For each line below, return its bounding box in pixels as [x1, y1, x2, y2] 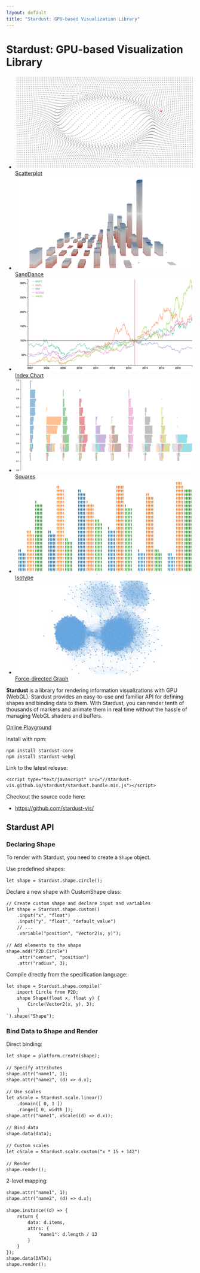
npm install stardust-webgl [6, 754, 76, 760]
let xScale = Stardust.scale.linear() [6, 1095, 103, 1101]
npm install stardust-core [6, 748, 73, 754]
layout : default [6, 10, 47, 16]
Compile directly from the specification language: [6, 971, 128, 978]
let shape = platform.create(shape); [6, 1053, 100, 1059]
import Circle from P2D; [17, 989, 79, 996]
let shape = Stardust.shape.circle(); [6, 878, 103, 884]
